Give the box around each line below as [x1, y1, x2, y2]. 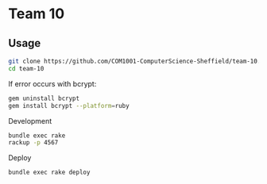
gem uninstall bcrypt [8, 94, 80, 102]
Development [8, 116, 52, 125]
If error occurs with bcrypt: [8, 79, 97, 88]
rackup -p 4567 [8, 139, 59, 147]
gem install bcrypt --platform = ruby [8, 102, 130, 109]
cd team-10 [8, 64, 44, 72]
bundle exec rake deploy [8, 168, 91, 177]
